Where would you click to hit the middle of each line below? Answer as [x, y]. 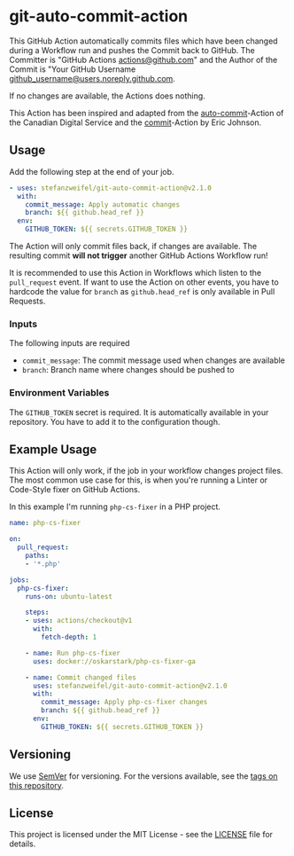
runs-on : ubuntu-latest [69, 596]
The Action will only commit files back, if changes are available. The [133, 246]
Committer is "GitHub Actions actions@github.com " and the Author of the [143, 59]
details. [23, 844]
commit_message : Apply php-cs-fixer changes [124, 703]
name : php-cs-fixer [45, 523]
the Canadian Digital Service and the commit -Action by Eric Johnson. [135, 122]
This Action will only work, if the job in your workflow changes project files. [146, 471]
